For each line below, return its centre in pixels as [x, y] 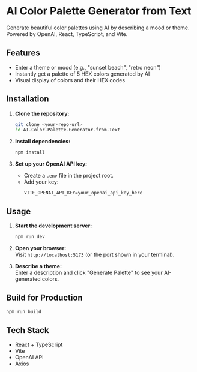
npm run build [24, 311]
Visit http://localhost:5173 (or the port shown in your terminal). [95, 254]
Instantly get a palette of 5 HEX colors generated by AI [82, 74]
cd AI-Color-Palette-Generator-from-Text [67, 130]
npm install [30, 152]
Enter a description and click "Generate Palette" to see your [89, 272]
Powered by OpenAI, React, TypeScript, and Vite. [67, 34]
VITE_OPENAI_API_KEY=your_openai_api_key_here [83, 193]
